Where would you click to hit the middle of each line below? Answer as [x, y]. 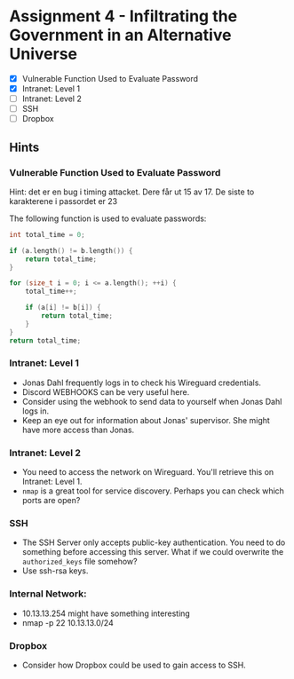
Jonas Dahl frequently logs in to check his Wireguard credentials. [142, 383]
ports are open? [51, 501]
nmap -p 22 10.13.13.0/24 [68, 622]
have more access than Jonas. [78, 430]
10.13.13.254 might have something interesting [106, 613]
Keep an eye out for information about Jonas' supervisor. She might [146, 420]
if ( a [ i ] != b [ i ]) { [63, 308]
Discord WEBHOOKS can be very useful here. [106, 391]
